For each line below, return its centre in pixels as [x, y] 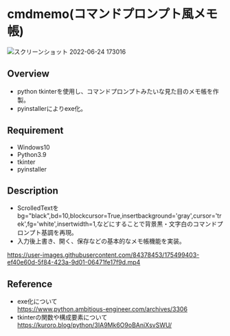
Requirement [35, 130]
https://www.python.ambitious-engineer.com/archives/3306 [102, 309]
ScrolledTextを [38, 208]
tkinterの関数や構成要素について [62, 317]
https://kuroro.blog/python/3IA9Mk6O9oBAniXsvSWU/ [94, 325]
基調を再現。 [59, 233]
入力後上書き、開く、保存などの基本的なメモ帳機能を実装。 [101, 241]
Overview [28, 74]
